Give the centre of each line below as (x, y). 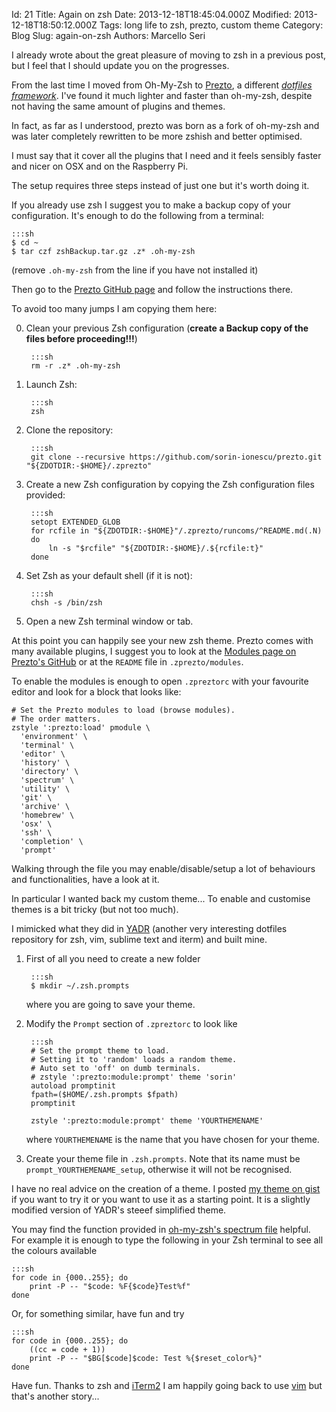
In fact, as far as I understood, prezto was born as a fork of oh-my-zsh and (165, 125)
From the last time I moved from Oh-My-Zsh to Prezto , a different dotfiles (162, 85)
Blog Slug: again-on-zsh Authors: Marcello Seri (108, 35)
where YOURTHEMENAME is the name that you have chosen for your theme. (172, 1139)
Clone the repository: (69, 430)
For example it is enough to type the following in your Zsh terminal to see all (167, 1240)
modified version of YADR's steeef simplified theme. (119, 1210)
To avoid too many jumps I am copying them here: (114, 308)
